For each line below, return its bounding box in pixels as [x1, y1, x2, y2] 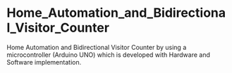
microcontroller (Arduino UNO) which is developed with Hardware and [6, 51, 211, 59]
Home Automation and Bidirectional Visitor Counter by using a [6, 43, 187, 51]
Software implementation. [6, 58, 82, 66]
